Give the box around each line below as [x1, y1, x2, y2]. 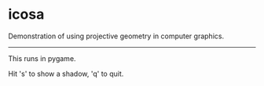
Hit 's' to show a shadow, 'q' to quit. [8, 69, 124, 78]
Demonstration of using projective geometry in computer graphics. [8, 31, 225, 41]
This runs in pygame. [8, 53, 76, 63]
